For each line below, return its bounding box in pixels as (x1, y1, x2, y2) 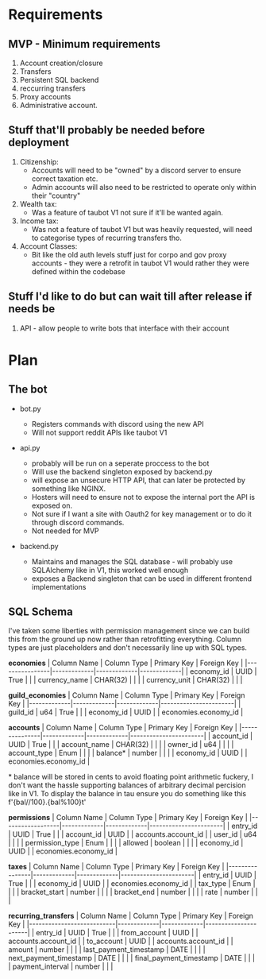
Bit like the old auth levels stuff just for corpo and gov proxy (31, 250, 227, 259)
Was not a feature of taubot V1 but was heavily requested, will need (31, 224, 253, 234)
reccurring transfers (19, 83, 86, 93)
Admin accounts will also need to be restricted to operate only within (31, 182, 256, 192)
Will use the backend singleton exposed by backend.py (31, 466, 213, 476)
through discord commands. (31, 517, 125, 527)
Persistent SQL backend (19, 75, 99, 84)
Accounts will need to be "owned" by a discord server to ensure (31, 165, 241, 175)
